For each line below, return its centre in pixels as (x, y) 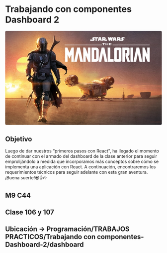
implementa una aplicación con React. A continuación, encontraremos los (81, 167)
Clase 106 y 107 (30, 212)
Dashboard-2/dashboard (44, 245)
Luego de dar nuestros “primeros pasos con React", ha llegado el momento (82, 151)
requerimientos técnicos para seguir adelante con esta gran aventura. (77, 172)
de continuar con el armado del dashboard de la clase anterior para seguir (81, 156)
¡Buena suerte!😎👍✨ (26, 178)
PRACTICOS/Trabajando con (50, 237)
